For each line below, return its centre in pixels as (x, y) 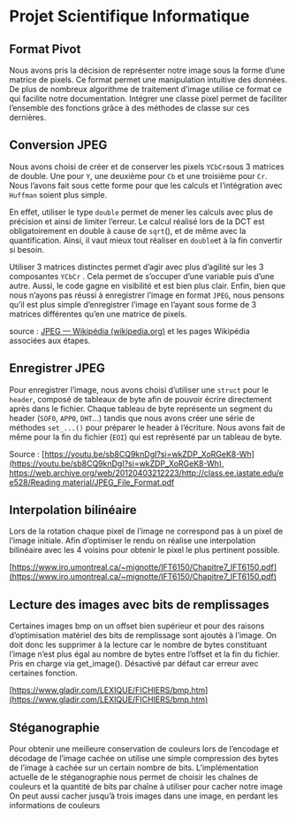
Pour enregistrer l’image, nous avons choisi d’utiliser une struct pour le (139, 390)
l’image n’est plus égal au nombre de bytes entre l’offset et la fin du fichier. (144, 654)
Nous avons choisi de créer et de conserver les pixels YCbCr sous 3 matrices (147, 167)
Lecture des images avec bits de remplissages (139, 604)
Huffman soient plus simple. (58, 195)
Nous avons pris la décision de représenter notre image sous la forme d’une (147, 70)
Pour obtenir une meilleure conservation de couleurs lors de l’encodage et (144, 749)
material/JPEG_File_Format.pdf (118, 482)
